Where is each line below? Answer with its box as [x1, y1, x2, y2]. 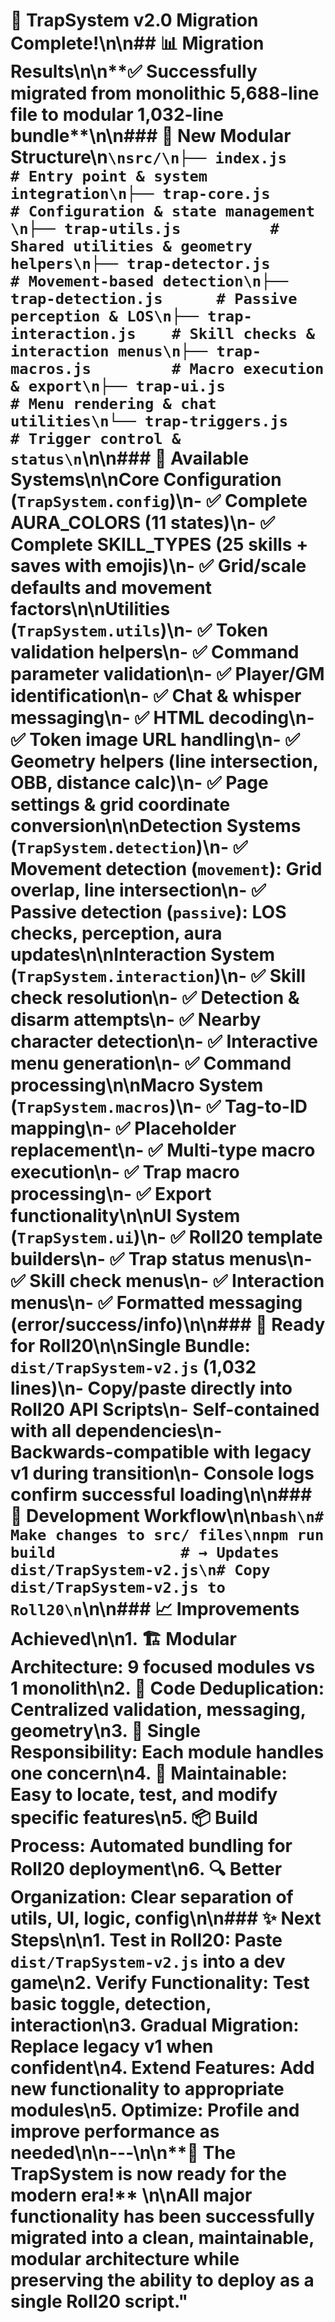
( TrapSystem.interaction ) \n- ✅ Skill [10, 965, 307, 988]
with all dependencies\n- [10, 1420, 223, 1443]
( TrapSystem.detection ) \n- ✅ [10, 836, 248, 859]
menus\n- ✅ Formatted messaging [10, 1292, 303, 1314]
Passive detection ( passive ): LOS [10, 901, 287, 924]
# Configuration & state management [10, 202, 316, 221]
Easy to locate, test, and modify [10, 1784, 278, 1806]
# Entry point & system [10, 167, 208, 186]
